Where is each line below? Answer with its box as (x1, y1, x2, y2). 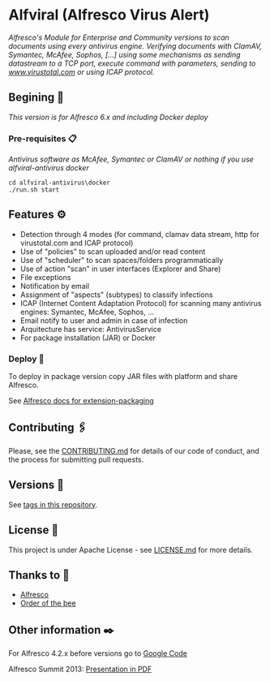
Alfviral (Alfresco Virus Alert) (8, 6, 210, 24)
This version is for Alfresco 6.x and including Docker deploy (8, 112, 208, 122)
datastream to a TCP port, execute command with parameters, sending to (8, 58, 256, 68)
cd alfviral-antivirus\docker (8, 179, 111, 187)
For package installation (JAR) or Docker (19, 333, 156, 343)
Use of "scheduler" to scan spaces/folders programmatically (19, 255, 224, 265)
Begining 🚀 (8, 91, 65, 105)
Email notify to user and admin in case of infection (19, 315, 188, 325)
